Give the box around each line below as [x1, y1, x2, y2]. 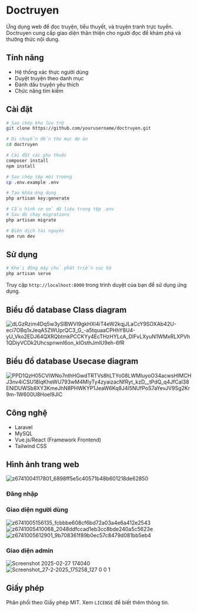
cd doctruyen [6, 142, 38, 148]
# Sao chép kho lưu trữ [6, 120, 65, 126]
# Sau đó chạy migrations [6, 212, 69, 218]
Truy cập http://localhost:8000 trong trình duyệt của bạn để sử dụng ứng [6, 282, 187, 289]
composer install [6, 158, 49, 163]
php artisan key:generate [6, 195, 69, 201]
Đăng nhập [6, 490, 38, 498]
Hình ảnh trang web [6, 459, 79, 469]
